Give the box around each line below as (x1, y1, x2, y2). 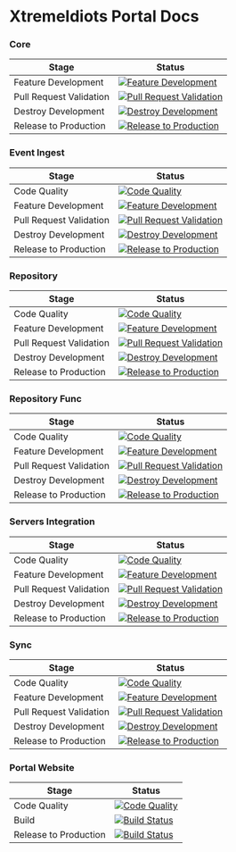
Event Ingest (9, 146, 65, 159)
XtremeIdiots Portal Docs (9, 6, 199, 27)
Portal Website (9, 761, 75, 773)
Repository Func (9, 393, 82, 405)
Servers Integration (9, 515, 95, 528)
